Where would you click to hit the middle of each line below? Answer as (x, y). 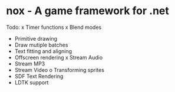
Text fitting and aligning (43, 51)
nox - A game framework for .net (88, 11)
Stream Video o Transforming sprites (60, 70)
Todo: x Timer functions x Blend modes (54, 27)
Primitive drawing (36, 38)
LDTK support (32, 82)
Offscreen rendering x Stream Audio (59, 57)
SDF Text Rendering (39, 76)
